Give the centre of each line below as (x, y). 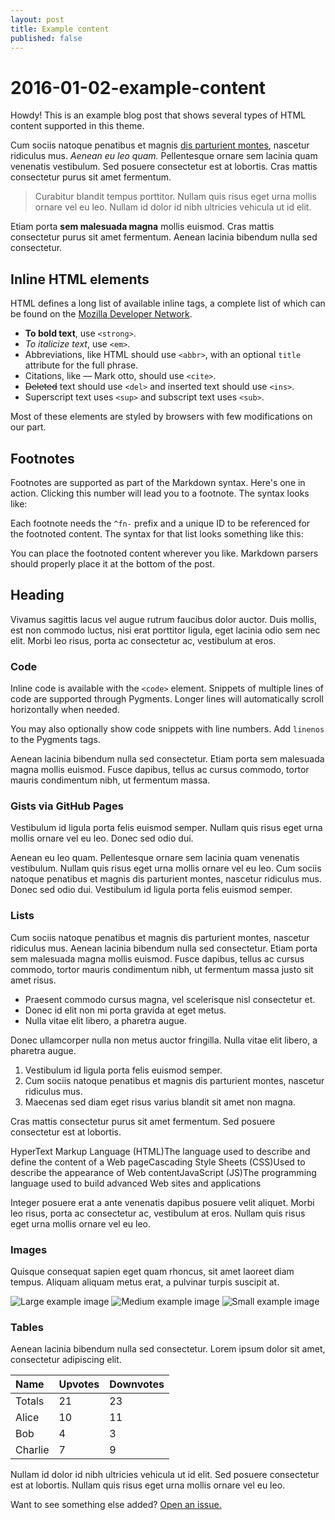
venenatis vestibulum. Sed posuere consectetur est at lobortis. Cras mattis (164, 167)
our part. (28, 427)
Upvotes (79, 1384)
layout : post (37, 19)
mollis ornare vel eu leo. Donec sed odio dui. (102, 838)
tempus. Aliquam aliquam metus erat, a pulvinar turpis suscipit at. (145, 1282)
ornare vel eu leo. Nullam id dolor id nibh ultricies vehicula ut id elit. (173, 207)
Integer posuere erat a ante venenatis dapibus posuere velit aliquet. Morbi (162, 1202)
